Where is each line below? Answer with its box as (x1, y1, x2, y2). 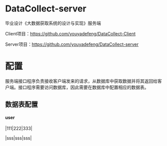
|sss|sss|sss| (5, 135, 32, 141)
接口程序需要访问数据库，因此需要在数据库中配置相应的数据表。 (18, 84, 149, 90)
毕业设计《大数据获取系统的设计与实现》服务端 (5, 20, 101, 26)
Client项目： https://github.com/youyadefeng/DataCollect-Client (5, 30, 136, 36)
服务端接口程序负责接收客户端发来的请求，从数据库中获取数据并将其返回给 (5, 78, 158, 84)
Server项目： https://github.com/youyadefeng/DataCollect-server (5, 41, 139, 47)
